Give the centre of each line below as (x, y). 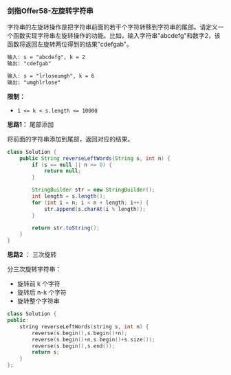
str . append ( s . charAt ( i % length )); (95, 209)
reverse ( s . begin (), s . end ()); (74, 346)
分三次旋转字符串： (34, 269)
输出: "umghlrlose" (34, 82)
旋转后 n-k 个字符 (42, 293)
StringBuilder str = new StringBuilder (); (93, 190)
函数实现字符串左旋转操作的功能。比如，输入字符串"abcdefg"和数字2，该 (117, 36)
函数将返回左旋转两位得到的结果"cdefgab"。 (70, 44)
